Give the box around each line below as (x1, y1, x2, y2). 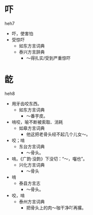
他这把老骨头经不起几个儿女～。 (26, 131, 91, 137)
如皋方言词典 (19, 125, 45, 131)
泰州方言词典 (19, 198, 45, 204)
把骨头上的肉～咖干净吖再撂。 (26, 205, 86, 211)
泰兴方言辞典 (19, 49, 45, 55)
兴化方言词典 (19, 162, 45, 167)
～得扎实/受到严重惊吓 (26, 55, 71, 61)
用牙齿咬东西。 (11, 100, 42, 106)
